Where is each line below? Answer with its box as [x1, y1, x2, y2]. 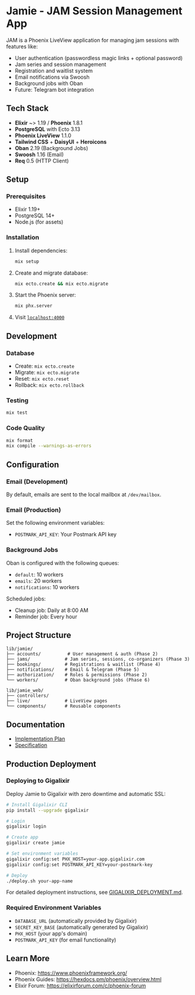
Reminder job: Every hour [14, 612, 77, 620]
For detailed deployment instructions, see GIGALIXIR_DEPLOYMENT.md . [6, 889, 183, 896]
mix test [6, 410, 28, 416]
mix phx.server [14, 303, 53, 309]
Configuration [6, 459, 59, 469]
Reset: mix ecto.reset [14, 375, 70, 383]
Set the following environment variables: [6, 520, 105, 527]
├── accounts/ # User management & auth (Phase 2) [6, 651, 159, 657]
